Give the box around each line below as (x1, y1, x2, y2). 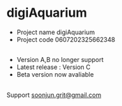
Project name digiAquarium (16, 28, 96, 36)
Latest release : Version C (16, 63, 91, 71)
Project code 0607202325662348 (16, 35, 116, 43)
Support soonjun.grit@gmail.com (6, 91, 102, 99)
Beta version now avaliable (16, 70, 94, 79)
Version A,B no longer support (16, 56, 104, 64)
